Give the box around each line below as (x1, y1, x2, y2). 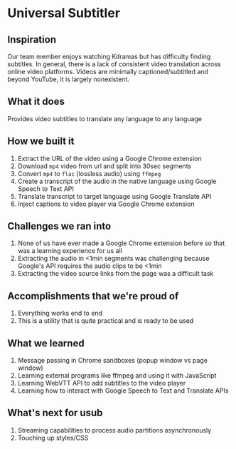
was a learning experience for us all (17, 247, 122, 255)
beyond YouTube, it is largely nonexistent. (7, 75, 130, 83)
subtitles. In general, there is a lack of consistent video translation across (7, 60, 222, 68)
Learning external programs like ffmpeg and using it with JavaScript (17, 371, 217, 380)
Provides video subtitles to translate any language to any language (7, 114, 203, 123)
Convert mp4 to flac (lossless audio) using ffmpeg (17, 169, 161, 177)
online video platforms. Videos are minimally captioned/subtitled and (7, 68, 208, 76)
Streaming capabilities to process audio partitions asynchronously (17, 425, 212, 434)
